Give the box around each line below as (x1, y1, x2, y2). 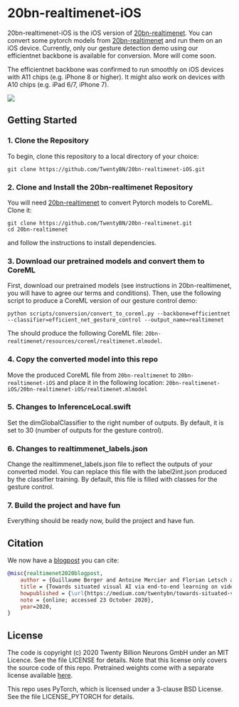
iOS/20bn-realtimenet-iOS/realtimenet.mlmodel (7, 386, 148, 393)
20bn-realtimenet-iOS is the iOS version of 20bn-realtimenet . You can (7, 29, 213, 37)
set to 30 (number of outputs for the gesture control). (7, 425, 164, 434)
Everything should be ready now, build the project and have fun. (7, 517, 196, 525)
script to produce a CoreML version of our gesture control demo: (7, 296, 198, 305)
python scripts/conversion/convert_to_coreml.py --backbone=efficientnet (7, 310, 231, 318)
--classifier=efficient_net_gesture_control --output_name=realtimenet (7, 316, 224, 324)
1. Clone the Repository (7, 135, 89, 145)
